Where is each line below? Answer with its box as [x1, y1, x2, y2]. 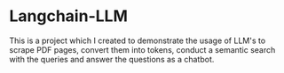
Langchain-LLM [9, 6, 129, 26]
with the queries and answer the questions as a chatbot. [9, 54, 215, 64]
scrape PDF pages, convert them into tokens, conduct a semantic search [9, 44, 276, 55]
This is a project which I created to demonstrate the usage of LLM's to [9, 35, 266, 46]
